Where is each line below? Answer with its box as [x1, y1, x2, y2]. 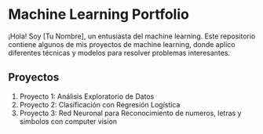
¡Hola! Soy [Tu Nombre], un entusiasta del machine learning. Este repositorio [8, 31, 256, 41]
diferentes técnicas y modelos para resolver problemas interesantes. [8, 48, 230, 57]
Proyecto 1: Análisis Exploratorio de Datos [19, 92, 155, 101]
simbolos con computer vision [19, 116, 118, 126]
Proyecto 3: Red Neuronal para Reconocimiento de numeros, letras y [19, 108, 242, 118]
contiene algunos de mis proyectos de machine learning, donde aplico [8, 39, 236, 49]
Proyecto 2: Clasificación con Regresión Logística [19, 100, 181, 109]
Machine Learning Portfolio [8, 5, 190, 24]
